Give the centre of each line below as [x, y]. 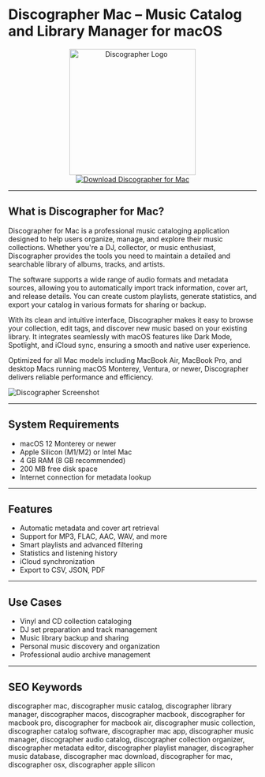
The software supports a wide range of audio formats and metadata [118, 279]
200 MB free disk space [59, 469]
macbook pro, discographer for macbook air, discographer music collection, [132, 723]
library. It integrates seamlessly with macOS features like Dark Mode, [120, 336]
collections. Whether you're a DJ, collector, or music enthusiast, [112, 247]
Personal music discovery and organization [90, 646]
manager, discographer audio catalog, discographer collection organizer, [127, 740]
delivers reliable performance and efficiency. [81, 377]
